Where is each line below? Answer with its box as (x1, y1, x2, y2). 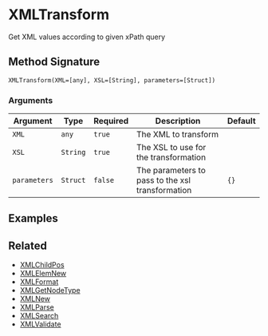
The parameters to (136, 165, 206, 176)
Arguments (8, 94, 53, 105)
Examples (8, 211, 58, 225)
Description (155, 116, 201, 127)
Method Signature (8, 55, 100, 69)
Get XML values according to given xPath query (8, 32, 166, 42)
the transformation (136, 152, 206, 163)
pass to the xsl (136, 175, 191, 186)
